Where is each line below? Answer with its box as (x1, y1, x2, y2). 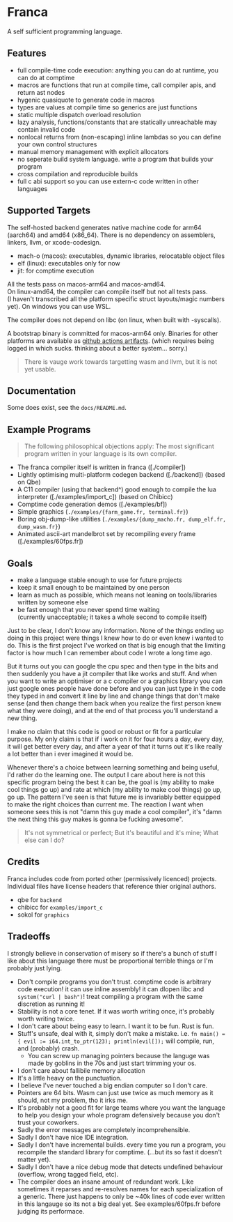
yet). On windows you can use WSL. (7, 302, 111, 310)
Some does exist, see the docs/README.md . (7, 404, 127, 412)
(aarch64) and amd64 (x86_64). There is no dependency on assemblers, (7, 231, 216, 239)
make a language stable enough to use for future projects (17, 576, 182, 584)
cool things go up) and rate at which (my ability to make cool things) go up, (7, 786, 223, 793)
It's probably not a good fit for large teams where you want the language (17, 1103, 226, 1112)
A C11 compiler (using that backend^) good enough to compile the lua (17, 485, 217, 494)
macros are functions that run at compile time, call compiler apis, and (17, 81, 216, 89)
